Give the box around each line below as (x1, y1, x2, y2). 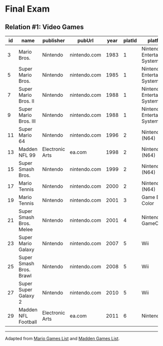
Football (18, 319, 37, 325)
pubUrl (77, 37, 94, 44)
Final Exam (5, 3, 50, 15)
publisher (42, 37, 65, 44)
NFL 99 (18, 152, 36, 159)
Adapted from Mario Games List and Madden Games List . (5, 336, 120, 341)
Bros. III (18, 118, 36, 125)
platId (123, 37, 137, 44)
